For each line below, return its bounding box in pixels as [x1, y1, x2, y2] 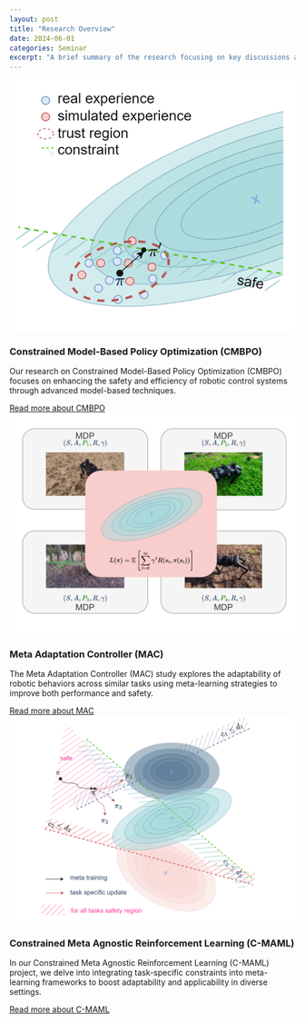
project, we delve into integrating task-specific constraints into [9, 967, 243, 978]
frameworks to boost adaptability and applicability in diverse [42, 977, 268, 988]
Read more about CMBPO [9, 402, 106, 413]
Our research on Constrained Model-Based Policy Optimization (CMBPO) [9, 366, 283, 377]
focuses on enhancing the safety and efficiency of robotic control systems [9, 375, 288, 386]
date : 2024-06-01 [9, 34, 75, 43]
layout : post [9, 15, 59, 24]
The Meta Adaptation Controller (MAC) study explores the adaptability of [9, 669, 281, 680]
